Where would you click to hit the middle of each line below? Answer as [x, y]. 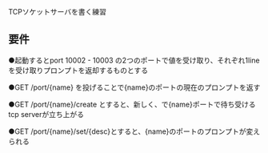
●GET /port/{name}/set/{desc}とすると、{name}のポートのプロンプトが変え [134, 131]
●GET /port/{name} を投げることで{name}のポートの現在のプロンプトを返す [134, 87]
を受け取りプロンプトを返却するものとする [78, 70]
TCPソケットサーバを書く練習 [57, 12]
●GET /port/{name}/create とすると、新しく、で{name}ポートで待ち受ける [132, 104]
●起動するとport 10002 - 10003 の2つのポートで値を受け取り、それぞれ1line [134, 60]
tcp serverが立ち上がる [46, 114]
